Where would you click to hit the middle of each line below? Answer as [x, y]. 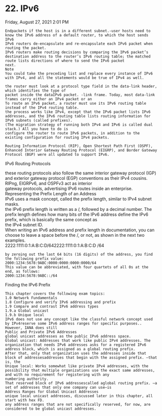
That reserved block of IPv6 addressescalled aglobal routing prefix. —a [81, 383]
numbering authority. [27, 379]
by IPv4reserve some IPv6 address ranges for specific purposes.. [73, 323]
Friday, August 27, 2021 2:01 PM [37, 22]
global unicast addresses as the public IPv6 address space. [68, 336]
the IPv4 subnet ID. [24, 225]
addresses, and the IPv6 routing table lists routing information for [78, 116]
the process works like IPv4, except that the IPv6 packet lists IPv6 [78, 112]
